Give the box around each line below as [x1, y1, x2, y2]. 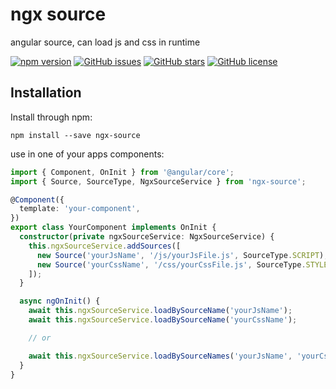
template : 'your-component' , [19, 204, 141, 214]
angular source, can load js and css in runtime [10, 36, 201, 48]
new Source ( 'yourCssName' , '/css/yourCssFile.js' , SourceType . [36, 259, 307, 270]
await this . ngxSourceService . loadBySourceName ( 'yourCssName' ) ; [28, 315, 298, 325]
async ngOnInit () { [19, 296, 101, 307]
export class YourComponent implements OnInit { [10, 223, 217, 233]
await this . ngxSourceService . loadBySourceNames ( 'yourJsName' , [28, 351, 293, 361]
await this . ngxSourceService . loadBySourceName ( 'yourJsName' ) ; [28, 306, 293, 316]
